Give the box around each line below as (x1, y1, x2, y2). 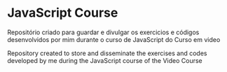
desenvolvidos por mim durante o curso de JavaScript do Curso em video (7, 35, 221, 43)
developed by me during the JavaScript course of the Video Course (7, 56, 203, 64)
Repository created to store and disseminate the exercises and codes (7, 49, 207, 57)
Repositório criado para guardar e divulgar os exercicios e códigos (7, 28, 200, 36)
